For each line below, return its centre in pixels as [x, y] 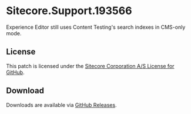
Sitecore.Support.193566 [69, 11]
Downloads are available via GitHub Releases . [61, 105]
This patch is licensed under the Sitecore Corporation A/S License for [90, 66]
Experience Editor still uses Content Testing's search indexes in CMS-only [96, 27]
